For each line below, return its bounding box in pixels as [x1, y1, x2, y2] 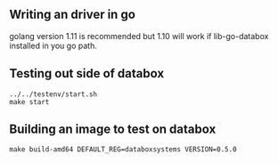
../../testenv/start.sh [9, 89, 98, 99]
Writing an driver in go [9, 7, 136, 22]
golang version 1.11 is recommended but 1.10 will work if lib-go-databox [9, 30, 269, 41]
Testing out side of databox [9, 66, 165, 81]
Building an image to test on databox [9, 122, 217, 137]
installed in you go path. [9, 40, 98, 51]
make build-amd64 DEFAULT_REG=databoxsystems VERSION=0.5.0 [9, 145, 238, 154]
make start [9, 97, 50, 106]
